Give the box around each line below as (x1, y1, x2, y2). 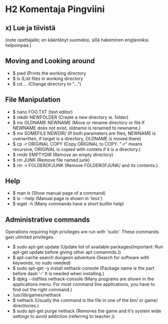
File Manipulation (5, 96, 61, 104)
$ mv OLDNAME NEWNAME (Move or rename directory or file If (12, 119, 145, 125)
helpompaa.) (5, 42, 32, 48)
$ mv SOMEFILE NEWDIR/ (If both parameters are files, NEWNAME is (12, 130, 156, 136)
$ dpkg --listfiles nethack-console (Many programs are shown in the (12, 276, 154, 282)
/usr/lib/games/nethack (12, 292, 61, 298)
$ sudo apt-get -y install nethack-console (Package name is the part (12, 265, 154, 271)
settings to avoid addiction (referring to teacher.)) (12, 313, 115, 319)
